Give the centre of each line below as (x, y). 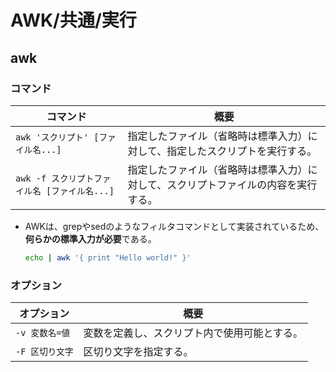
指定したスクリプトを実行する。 (242, 151)
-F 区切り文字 (44, 352)
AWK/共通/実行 (73, 20)
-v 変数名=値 (43, 333)
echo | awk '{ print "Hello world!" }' (108, 257)
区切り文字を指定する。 (138, 352)
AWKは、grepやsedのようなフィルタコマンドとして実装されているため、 (174, 226)
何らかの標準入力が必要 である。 (90, 238)
